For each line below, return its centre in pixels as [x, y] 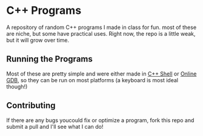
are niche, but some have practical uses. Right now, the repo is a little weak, [101, 33]
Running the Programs [49, 59]
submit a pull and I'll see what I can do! [55, 126]
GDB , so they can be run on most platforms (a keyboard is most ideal [92, 80]
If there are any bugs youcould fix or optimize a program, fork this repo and [100, 120]
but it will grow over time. [38, 40]
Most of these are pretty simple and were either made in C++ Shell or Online [101, 74]
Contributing [31, 105]
